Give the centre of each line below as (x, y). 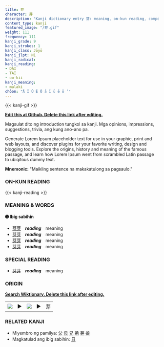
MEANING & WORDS (30, 205)
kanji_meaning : (20, 82)
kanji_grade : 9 (20, 42)
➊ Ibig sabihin (20, 217)
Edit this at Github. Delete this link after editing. (54, 115)
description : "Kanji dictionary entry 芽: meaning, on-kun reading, (76, 19)
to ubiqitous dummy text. (30, 160)
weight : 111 (17, 32)
